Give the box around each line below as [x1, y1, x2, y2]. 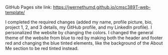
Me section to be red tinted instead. [5, 46, 79, 51]
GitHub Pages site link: [5, 4, 52, 10]
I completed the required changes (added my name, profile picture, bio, [5, 19, 153, 25]
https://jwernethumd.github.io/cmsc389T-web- [53, 4, 151, 10]
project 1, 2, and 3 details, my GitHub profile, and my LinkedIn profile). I [5, 24, 152, 30]
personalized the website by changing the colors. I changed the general [5, 30, 154, 35]
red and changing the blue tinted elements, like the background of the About [5, 40, 163, 46]
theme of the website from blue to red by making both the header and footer [5, 35, 163, 41]
